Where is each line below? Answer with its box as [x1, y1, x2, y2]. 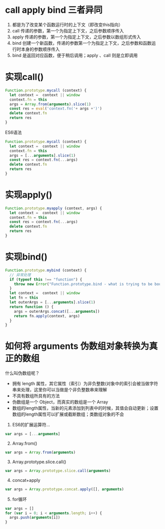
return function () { [9, 304, 54, 309]
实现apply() [5, 190, 53, 200]
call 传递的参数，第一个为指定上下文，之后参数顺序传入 [12, 28, 124, 33]
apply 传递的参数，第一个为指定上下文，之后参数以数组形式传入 [12, 34, 141, 40]
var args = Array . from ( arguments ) [5, 450, 76, 455]
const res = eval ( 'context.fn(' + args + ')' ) [9, 106, 102, 111]
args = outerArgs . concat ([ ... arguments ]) [14, 309, 100, 314]
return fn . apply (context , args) [14, 313, 80, 318]
